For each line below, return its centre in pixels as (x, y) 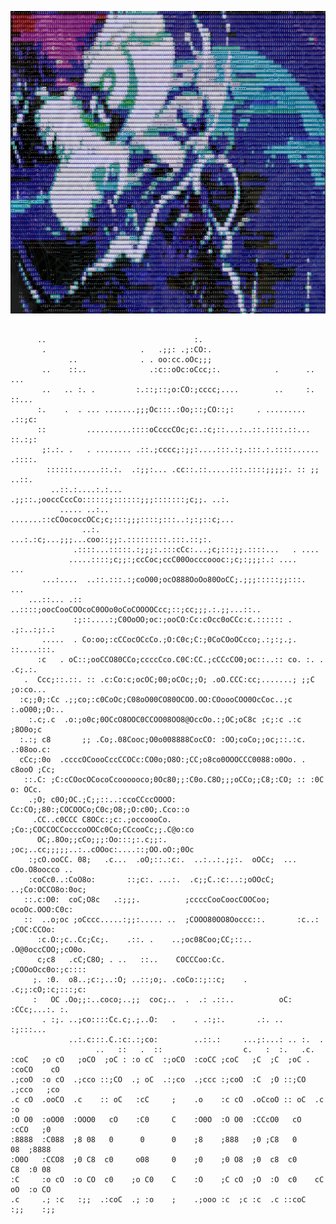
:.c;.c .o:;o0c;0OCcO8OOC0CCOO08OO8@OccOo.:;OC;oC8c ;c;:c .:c (165, 719)
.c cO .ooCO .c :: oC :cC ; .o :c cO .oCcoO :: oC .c (167, 1099)
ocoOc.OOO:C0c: (42, 909)
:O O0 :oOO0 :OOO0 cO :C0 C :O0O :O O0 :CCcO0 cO (156, 1119)
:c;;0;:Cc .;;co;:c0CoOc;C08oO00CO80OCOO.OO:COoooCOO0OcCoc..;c (156, 699)
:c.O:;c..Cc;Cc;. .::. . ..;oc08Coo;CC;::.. (144, 939)
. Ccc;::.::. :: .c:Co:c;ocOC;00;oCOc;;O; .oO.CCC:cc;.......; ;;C (169, 679)
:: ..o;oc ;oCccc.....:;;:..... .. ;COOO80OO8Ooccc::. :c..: (171, 919)
